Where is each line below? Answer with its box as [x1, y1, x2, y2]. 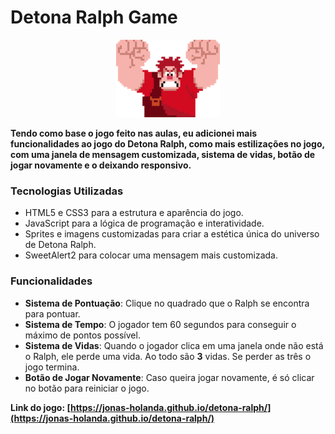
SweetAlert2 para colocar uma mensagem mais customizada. [24, 249, 278, 261]
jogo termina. [24, 361, 80, 373]
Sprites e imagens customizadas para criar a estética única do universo [24, 228, 320, 240]
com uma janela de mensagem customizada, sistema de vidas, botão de [10, 148, 316, 160]
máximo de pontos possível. [24, 329, 141, 341]
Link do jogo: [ [10, 401, 71, 413]
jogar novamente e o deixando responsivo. [10, 159, 192, 171]
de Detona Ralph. [24, 239, 97, 251]
